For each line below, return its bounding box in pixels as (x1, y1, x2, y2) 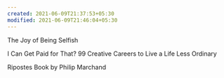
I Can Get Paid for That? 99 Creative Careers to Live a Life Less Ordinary (7, 49, 218, 58)
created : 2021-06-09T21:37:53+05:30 (7, 10, 114, 17)
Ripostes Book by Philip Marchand (7, 63, 107, 71)
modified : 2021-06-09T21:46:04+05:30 (7, 17, 118, 24)
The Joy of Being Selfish (7, 36, 79, 44)
